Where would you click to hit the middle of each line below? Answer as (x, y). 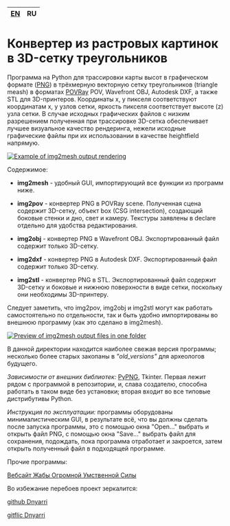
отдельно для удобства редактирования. (77, 225)
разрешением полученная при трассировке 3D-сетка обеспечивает (108, 121)
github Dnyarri (27, 501)
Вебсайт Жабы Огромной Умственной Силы (72, 475)
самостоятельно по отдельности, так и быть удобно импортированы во (113, 315)
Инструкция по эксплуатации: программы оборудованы (90, 412)
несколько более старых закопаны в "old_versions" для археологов (106, 356)
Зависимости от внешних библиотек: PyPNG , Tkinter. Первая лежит (106, 376)
